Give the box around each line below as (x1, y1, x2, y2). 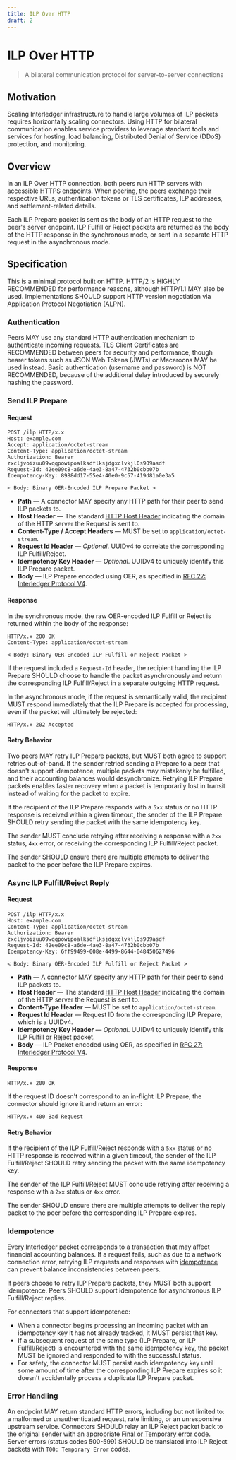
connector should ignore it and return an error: (7, 1100, 142, 1108)
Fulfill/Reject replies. (7, 1293, 67, 1302)
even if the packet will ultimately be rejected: (7, 707, 137, 716)
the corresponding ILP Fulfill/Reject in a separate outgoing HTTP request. (7, 679, 220, 687)
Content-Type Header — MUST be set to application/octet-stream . (17, 1002, 217, 1011)
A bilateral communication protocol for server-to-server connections (24, 71, 224, 79)
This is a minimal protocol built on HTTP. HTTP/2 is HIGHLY (7, 277, 180, 285)
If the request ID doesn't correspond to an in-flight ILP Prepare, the (7, 1092, 202, 1100)
